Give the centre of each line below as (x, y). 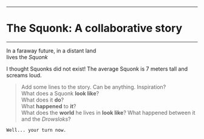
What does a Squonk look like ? (60, 93)
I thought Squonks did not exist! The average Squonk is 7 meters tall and (97, 69)
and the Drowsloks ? (46, 119)
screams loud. (24, 75)
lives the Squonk (27, 57)
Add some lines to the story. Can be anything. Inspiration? (93, 87)
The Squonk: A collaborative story (94, 28)
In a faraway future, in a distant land (51, 50)
